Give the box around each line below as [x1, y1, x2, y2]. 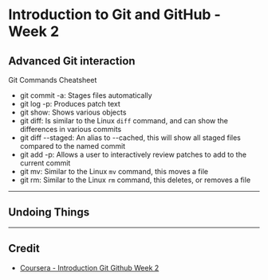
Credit [8, 242, 40, 255]
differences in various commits [19, 125, 122, 134]
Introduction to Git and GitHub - [8, 6, 221, 24]
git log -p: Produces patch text [19, 99, 121, 108]
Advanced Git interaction [8, 54, 136, 68]
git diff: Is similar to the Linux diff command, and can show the [19, 116, 229, 125]
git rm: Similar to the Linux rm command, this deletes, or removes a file [19, 175, 251, 185]
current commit [19, 158, 71, 168]
